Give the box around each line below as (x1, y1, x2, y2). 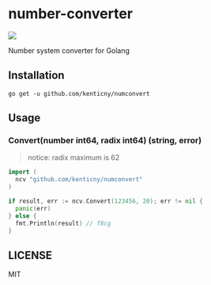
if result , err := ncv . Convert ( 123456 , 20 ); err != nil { (8, 197, 203, 206)
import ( (8, 168, 37, 177)
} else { (8, 211, 37, 220)
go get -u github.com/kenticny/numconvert (8, 89, 150, 97)
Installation (8, 69, 65, 82)
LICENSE (8, 249, 53, 262)
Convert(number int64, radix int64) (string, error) (8, 135, 202, 146)
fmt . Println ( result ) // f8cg (15, 219, 111, 227)
